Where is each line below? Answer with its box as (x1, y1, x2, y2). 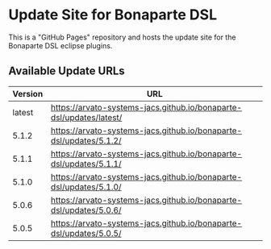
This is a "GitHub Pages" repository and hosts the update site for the (8, 32, 236, 42)
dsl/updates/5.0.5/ (51, 227, 123, 239)
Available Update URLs (8, 64, 125, 78)
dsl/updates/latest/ (51, 111, 123, 122)
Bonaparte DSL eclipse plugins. (8, 40, 113, 50)
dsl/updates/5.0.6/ (51, 204, 123, 215)
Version (12, 88, 44, 99)
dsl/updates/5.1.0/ (51, 181, 123, 193)
